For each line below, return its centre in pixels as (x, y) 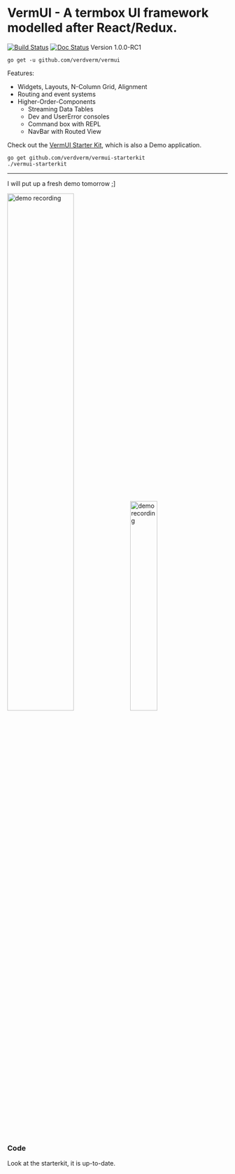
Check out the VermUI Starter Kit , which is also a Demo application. (104, 144)
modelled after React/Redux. (92, 28)
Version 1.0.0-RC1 (116, 47)
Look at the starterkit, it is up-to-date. (62, 1163)
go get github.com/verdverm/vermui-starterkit (76, 158)
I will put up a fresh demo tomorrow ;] (62, 183)
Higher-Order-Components (56, 101)
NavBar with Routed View (64, 131)
